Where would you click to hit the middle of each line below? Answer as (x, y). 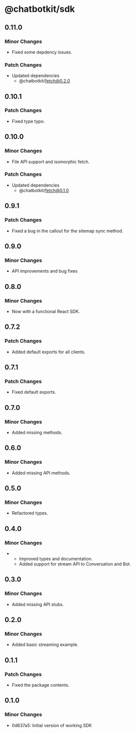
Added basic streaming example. (45, 645)
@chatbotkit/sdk (40, 9)
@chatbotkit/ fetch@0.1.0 (44, 190)
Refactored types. (30, 513)
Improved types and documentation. (56, 559)
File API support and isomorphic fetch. (51, 162)
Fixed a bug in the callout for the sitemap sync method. (68, 231)
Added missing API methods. (41, 473)
